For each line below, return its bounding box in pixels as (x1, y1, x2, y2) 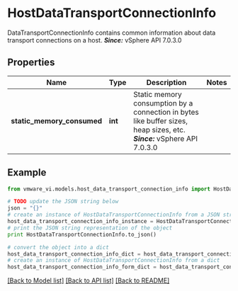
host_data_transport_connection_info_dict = (7, 250, 141, 258)
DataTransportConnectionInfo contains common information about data (7, 28, 216, 37)
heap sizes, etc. (133, 125, 186, 135)
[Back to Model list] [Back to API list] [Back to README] (7, 276, 170, 285)
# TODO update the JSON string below (7, 198, 119, 205)
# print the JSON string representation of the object (7, 224, 173, 232)
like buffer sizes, (133, 115, 188, 125)
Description (146, 77, 187, 87)
